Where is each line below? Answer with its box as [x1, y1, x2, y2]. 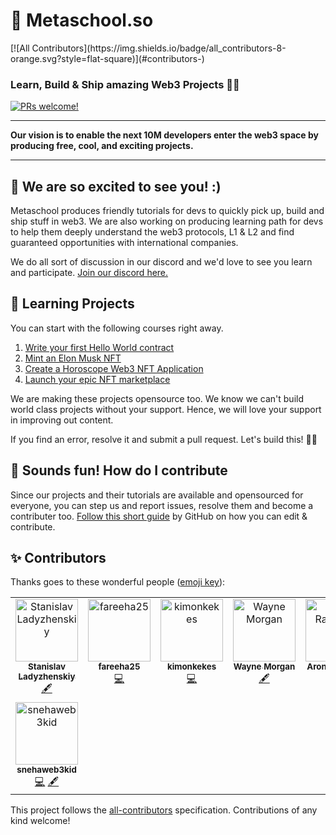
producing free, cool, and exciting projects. [10, 140, 194, 152]
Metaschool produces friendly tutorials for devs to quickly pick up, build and [10, 205, 325, 217]
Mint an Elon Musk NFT [24, 352, 122, 364]
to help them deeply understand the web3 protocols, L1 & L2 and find [10, 226, 295, 238]
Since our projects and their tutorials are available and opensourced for [10, 489, 304, 501]
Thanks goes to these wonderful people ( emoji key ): [10, 576, 226, 588]
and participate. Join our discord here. [10, 267, 169, 279]
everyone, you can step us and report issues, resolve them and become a [10, 499, 314, 511]
